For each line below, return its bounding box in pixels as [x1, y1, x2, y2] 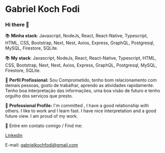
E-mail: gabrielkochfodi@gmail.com [5, 142, 78, 148]
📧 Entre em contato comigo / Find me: [5, 123, 83, 129]
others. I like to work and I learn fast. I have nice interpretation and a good [5, 108, 157, 114]
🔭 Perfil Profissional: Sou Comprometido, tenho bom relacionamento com [5, 77, 157, 83]
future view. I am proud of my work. [5, 113, 78, 119]
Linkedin [5, 133, 23, 139]
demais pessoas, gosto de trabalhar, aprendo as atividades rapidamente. [5, 82, 155, 88]
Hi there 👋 [5, 21, 30, 28]
